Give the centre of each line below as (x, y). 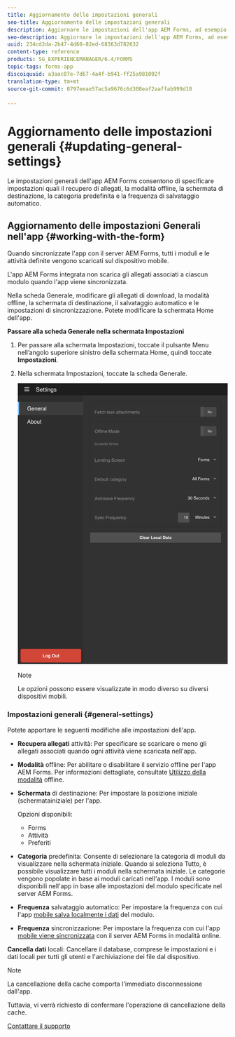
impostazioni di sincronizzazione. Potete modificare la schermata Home (111, 310)
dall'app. (20, 991)
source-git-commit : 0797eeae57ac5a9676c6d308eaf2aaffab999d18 (100, 89)
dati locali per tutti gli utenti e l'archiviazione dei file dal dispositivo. (104, 956)
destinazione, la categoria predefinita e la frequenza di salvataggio (103, 196)
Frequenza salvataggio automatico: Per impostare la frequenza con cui (120, 907)
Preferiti (39, 843)
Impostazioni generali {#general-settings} (80, 714)
